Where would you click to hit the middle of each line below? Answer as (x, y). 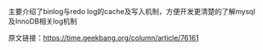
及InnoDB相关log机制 (43, 21)
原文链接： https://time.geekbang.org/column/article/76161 (104, 38)
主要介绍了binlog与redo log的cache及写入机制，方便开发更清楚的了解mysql (132, 11)
